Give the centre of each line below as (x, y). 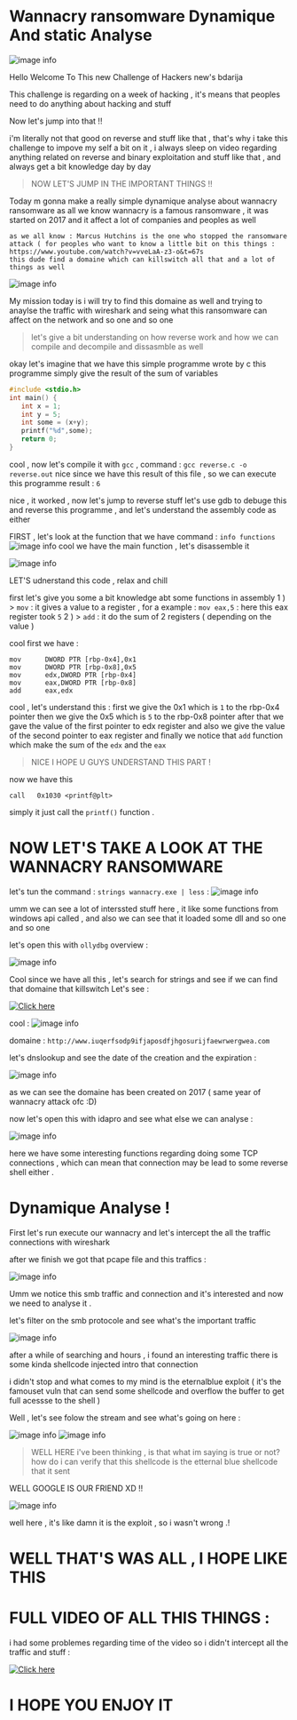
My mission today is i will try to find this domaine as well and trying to (136, 300)
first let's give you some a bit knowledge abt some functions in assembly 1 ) (148, 597)
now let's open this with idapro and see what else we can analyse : (131, 1118)
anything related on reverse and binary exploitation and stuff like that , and (145, 156)
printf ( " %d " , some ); (57, 431)
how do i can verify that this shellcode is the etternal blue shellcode (154, 1461)
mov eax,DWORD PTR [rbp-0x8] (73, 683)
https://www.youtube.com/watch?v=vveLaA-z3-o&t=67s (106, 252)
